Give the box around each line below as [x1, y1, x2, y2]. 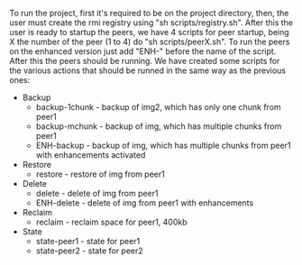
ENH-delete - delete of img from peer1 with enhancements [35, 197, 254, 208]
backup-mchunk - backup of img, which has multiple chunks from [35, 121, 282, 132]
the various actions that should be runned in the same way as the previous [9, 65, 287, 76]
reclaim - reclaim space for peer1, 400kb [35, 216, 188, 227]
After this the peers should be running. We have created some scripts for [9, 56, 280, 66]
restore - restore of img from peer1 [35, 169, 165, 179]
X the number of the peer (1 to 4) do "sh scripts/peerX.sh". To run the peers [9, 36, 290, 47]
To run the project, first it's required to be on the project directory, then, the [9, 8, 289, 18]
